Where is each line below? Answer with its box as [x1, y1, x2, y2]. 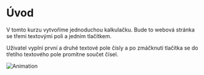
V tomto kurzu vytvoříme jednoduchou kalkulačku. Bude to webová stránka [6, 26, 195, 33]
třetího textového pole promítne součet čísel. [6, 50, 119, 57]
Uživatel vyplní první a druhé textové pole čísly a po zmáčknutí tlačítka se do [6, 44, 199, 51]
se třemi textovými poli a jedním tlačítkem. [6, 32, 112, 39]
